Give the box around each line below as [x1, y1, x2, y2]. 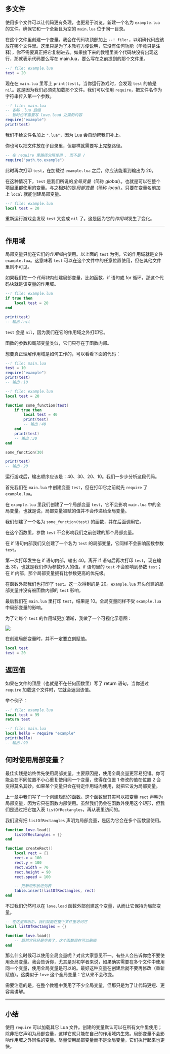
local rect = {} [14, 851, 49, 856]
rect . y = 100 [14, 860, 42, 865]
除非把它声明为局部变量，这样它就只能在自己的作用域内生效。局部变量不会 [5, 1031, 160, 1037]
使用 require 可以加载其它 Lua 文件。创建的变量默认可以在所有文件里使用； [5, 1024, 162, 1031]
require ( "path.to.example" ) [5, 157, 65, 163]
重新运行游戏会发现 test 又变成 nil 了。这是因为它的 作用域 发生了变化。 [5, 216, 155, 222]
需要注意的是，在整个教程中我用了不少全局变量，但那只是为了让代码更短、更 [5, 982, 165, 988]
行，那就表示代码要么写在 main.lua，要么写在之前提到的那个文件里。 [5, 55, 148, 62]
